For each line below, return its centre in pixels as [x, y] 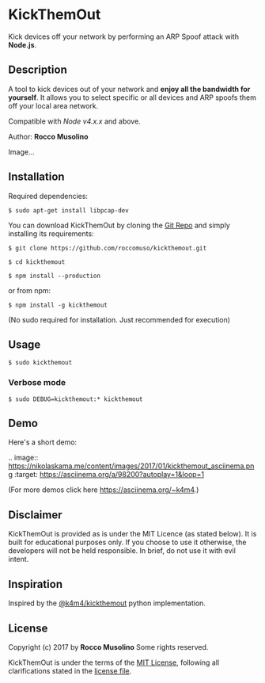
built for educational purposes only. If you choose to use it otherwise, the [127, 542]
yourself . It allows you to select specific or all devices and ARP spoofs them [132, 97]
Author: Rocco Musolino [48, 136]
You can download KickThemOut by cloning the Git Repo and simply [119, 225]
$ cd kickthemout [37, 262]
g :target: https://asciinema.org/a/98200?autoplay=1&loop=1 [106, 475]
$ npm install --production [55, 276]
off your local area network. [53, 105]
